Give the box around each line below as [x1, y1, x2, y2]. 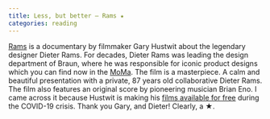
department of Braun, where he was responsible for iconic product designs [8, 58, 258, 68]
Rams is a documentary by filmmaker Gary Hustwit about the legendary [8, 41, 246, 51]
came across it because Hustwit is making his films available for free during [8, 92, 260, 102]
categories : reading [8, 19, 78, 27]
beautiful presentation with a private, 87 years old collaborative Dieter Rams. [8, 76, 263, 85]
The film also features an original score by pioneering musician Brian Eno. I [8, 84, 257, 93]
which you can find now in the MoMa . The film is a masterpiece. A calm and [8, 67, 260, 76]
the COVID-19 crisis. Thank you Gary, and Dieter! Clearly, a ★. [8, 101, 215, 111]
